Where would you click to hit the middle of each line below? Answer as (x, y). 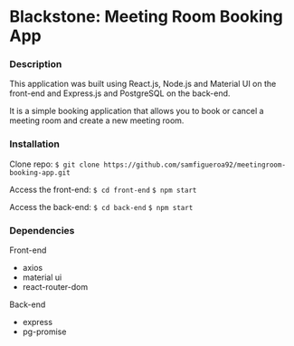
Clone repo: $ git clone (55, 164)
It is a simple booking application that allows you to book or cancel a (137, 111)
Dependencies (42, 230)
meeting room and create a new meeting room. (97, 120)
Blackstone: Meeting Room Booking (146, 17)
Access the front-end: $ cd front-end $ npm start (103, 189)
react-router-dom (55, 287)
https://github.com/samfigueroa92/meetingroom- (195, 165)
